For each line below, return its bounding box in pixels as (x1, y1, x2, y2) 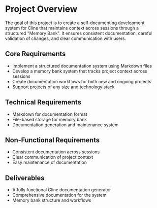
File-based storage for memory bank (12, 116, 87, 122)
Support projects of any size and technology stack (12, 84, 115, 90)
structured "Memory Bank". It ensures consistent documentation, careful (5, 30, 153, 36)
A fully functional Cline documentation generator (12, 187, 111, 193)
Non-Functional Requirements (5, 136, 100, 144)
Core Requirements (5, 50, 66, 58)
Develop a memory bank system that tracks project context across (12, 68, 148, 74)
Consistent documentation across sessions (12, 149, 100, 155)
